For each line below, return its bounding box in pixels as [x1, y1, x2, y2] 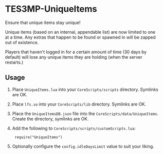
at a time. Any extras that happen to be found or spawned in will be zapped [5, 34, 156, 40]
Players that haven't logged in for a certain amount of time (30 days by [5, 49, 147, 55]
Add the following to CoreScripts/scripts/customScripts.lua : [12, 125, 136, 131]
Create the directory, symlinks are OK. [12, 116, 89, 122]
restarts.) [5, 59, 23, 65]
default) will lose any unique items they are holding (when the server [5, 54, 143, 60]
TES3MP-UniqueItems [5, 3, 97, 15]
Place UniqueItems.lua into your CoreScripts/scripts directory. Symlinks [12, 87, 159, 92]
